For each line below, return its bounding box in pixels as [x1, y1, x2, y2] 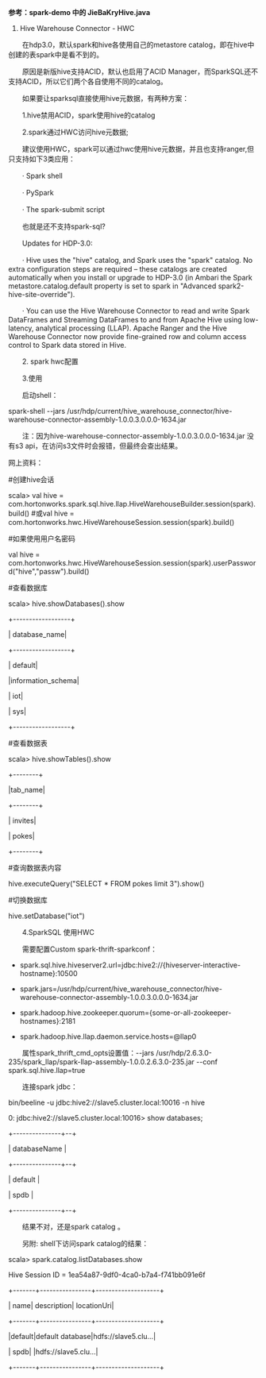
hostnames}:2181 [19, 1017, 75, 1025]
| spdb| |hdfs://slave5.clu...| [8, 1347, 98, 1357]
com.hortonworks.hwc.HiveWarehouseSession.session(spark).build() [8, 518, 235, 527]
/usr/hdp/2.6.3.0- [156, 1048, 212, 1057]
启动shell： [21, 391, 59, 400]
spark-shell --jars [8, 407, 66, 415]
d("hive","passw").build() [8, 567, 90, 576]
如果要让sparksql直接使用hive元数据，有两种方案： [21, 94, 189, 102]
